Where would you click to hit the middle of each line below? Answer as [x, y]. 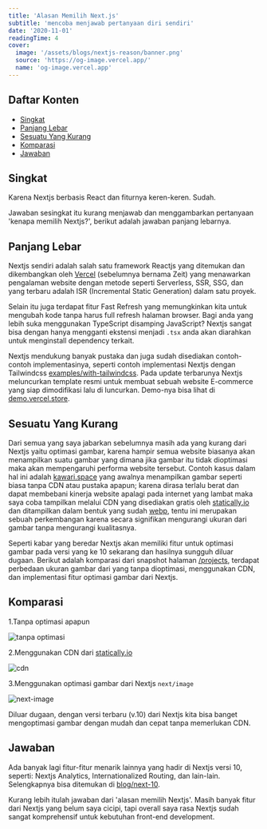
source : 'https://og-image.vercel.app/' [83, 61]
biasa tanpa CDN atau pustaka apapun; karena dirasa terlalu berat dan [124, 485]
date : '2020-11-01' [41, 30]
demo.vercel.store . [39, 399]
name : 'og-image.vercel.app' [64, 68]
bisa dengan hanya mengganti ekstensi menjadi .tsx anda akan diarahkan [130, 332]
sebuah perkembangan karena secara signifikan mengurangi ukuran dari [128, 519]
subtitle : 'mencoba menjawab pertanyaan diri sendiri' [101, 23]
